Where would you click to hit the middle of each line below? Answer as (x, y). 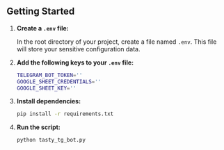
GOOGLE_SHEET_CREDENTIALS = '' (59, 82)
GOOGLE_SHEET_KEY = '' (46, 88)
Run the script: (38, 127)
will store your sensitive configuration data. (78, 49)
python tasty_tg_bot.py (51, 140)
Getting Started (41, 11)
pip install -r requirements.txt (65, 114)
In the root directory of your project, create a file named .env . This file (117, 42)
